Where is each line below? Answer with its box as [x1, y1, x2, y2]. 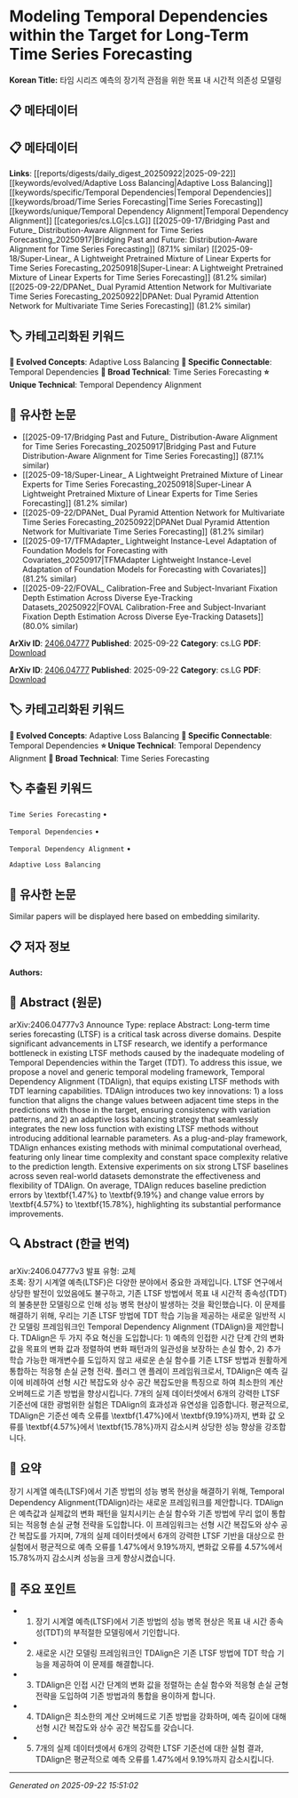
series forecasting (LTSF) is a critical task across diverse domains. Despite [9, 1028, 282, 1039]
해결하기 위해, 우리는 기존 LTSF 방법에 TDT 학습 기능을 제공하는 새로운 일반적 [9, 1310, 277, 1320]
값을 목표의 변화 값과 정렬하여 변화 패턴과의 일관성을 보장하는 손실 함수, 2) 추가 [9, 1343, 281, 1354]
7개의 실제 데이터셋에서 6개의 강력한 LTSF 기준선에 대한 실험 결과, [35, 1743, 264, 1754]
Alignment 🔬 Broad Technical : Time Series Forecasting [9, 753, 210, 763]
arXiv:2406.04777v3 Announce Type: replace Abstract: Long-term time [9, 1019, 271, 1029]
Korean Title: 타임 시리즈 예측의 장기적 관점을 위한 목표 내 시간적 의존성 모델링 [9, 74, 282, 85]
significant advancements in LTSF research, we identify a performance [9, 1038, 268, 1049]
